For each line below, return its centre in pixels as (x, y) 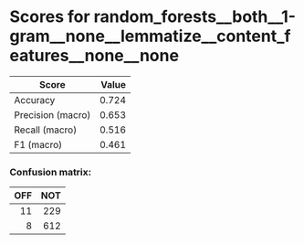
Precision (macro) (52, 114)
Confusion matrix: (51, 172)
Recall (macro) (46, 130)
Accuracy (35, 100)
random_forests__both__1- (195, 17)
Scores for (50, 17)
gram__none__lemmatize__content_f (150, 36)
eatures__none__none (94, 56)
